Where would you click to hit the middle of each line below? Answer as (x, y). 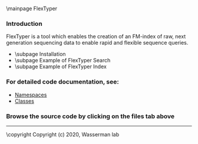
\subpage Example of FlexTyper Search (62, 61)
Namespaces (31, 95)
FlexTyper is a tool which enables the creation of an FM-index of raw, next (96, 36)
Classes (24, 101)
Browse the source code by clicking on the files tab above (90, 116)
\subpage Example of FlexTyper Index (61, 66)
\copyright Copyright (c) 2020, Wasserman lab (63, 134)
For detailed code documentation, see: (62, 82)
